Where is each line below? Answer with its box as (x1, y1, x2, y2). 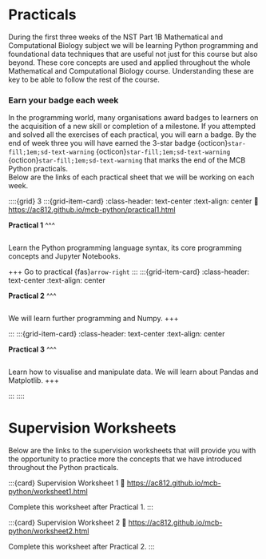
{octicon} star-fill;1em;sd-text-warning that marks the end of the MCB (8, 155, 246, 165)
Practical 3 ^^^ (8, 344, 58, 354)
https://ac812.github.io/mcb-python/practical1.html (8, 205, 176, 215)
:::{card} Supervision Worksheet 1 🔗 (8, 478, 125, 488)
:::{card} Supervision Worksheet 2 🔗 (8, 518, 127, 528)
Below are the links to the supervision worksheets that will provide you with (8, 446, 256, 456)
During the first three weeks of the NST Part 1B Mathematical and (8, 32, 224, 42)
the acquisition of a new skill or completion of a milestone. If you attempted (8, 122, 256, 131)
